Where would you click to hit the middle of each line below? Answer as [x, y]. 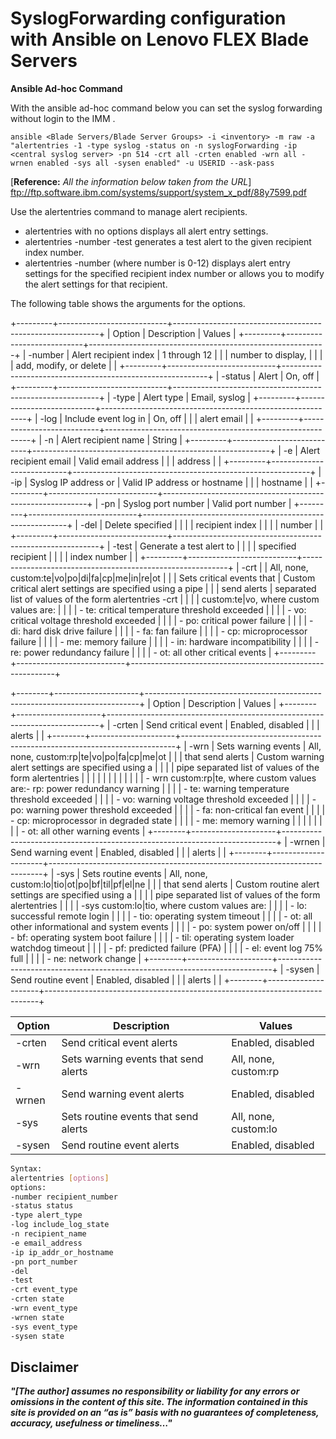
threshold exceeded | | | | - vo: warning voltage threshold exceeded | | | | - [163, 799]
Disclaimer [44, 1367]
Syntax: [26, 1168]
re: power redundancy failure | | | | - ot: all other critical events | [141, 652]
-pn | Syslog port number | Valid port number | [196, 503]
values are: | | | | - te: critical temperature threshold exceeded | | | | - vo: [158, 609]
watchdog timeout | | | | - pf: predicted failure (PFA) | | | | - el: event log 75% [167, 948]
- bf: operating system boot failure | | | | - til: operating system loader [152, 937]
